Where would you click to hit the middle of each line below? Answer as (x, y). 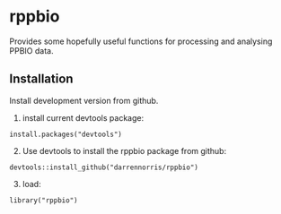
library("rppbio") (44, 200)
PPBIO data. (31, 50)
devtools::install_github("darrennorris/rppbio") (104, 167)
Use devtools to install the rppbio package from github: (124, 150)
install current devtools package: (83, 117)
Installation (41, 79)
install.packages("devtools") (66, 134)
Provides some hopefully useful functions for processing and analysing (141, 41)
